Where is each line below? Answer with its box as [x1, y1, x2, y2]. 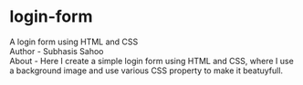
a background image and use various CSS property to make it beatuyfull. [9, 65, 284, 76]
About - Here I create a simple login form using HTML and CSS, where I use [9, 55, 294, 66]
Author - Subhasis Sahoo [9, 45, 104, 56]
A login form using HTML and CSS [9, 36, 139, 47]
